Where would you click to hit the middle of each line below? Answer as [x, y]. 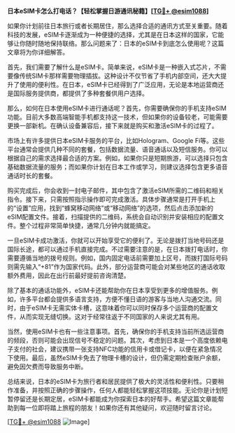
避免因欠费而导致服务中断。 [47, 366]
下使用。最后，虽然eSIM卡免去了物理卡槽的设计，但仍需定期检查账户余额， [116, 358]
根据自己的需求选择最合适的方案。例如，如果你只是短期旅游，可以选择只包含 [117, 158]
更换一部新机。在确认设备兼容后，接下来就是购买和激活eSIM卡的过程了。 [113, 126]
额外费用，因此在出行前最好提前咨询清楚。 [69, 275]
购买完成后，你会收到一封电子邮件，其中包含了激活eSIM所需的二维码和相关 [116, 191]
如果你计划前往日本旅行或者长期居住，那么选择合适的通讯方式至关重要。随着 [117, 26]
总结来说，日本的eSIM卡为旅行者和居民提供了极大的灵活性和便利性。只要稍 [116, 382]
